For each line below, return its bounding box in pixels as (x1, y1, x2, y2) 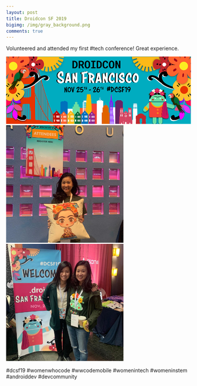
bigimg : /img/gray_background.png (6, 22, 91, 28)
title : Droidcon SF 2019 (6, 15, 67, 22)
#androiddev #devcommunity (6, 373, 77, 380)
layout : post (6, 9, 38, 15)
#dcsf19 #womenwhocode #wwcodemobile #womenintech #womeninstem (6, 367, 188, 374)
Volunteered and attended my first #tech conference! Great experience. (6, 45, 179, 52)
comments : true (6, 28, 43, 34)
